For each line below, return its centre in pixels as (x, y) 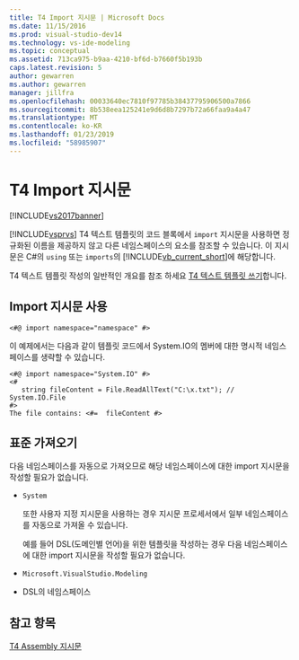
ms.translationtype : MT (54, 118)
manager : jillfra (42, 92)
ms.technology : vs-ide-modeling (70, 43)
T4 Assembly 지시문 (46, 647)
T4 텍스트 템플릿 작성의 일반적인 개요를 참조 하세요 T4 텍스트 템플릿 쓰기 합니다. (148, 276)
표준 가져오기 (44, 442)
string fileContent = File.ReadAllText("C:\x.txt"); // (128, 390)
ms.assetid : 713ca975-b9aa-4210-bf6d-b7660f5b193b (106, 59)
